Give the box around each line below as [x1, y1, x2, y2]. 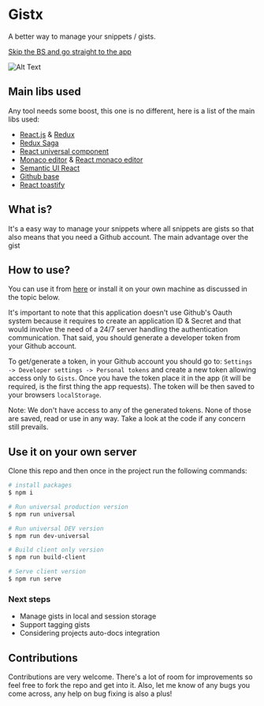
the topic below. [8, 293, 61, 302]
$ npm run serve [8, 575, 61, 583]
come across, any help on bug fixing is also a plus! [8, 689, 173, 699]
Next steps [8, 593, 51, 604]
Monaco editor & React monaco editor [19, 155, 143, 164]
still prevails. [8, 422, 49, 431]
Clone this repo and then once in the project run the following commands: [8, 466, 247, 476]
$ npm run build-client [8, 554, 87, 562]
